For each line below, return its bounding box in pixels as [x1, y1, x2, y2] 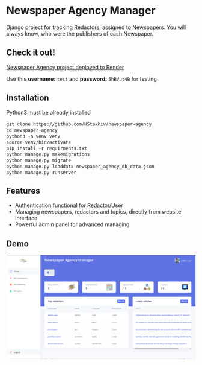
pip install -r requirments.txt [6, 145, 87, 151]
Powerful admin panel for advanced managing [14, 221, 130, 228]
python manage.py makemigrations [6, 151, 90, 157]
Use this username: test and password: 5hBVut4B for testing [6, 75, 158, 82]
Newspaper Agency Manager [6, 4, 156, 17]
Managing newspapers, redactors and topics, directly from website [14, 208, 182, 215]
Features [6, 185, 40, 196]
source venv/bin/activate [6, 139, 71, 145]
